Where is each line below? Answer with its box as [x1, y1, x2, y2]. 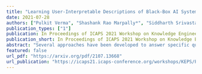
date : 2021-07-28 [6, 14, 50, 20]
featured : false [6, 48, 47, 54]
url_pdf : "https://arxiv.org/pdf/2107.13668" [6, 53, 122, 59]
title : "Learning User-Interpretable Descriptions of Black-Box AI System [6, 8, 198, 15]
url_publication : [6, 58, 50, 64]
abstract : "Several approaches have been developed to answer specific [6, 42, 189, 48]
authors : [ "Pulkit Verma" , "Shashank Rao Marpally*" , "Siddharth [6, 20, 173, 26]
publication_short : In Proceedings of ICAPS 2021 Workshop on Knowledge [6, 36, 192, 42]
